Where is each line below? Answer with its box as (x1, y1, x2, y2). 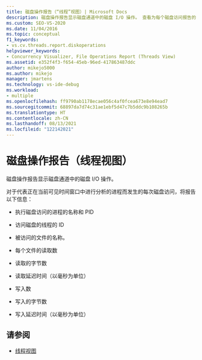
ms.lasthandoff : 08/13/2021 (6, 121, 77, 127)
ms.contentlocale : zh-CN (6, 115, 69, 121)
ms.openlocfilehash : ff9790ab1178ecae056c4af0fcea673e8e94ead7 (6, 98, 168, 104)
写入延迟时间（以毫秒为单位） (14, 311, 89, 318)
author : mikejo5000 (6, 64, 55, 71)
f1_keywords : (6, 37, 39, 43)
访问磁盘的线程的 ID (14, 221, 64, 228)
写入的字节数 (14, 297, 47, 305)
